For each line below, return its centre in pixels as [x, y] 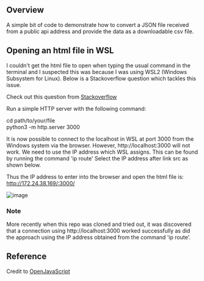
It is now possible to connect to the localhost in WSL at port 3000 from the [100, 139]
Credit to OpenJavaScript [38, 271]
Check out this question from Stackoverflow [62, 97]
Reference [27, 257]
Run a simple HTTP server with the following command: [76, 108]
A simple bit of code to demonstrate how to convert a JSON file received [98, 24]
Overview [25, 10]
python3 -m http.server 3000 [43, 127]
